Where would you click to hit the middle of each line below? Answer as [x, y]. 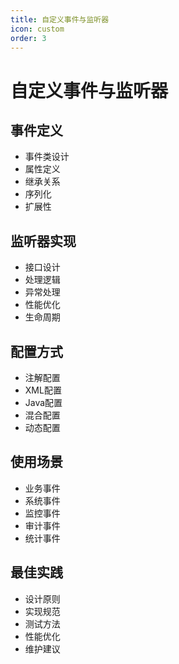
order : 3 [28, 38]
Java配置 [43, 402]
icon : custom [37, 29]
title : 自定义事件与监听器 [60, 19]
